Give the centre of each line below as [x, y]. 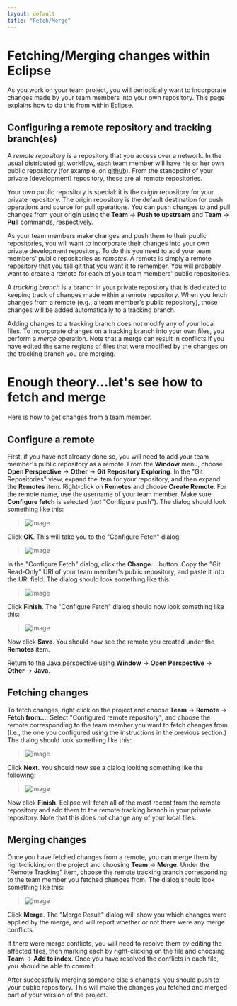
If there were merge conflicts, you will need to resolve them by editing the [115, 943]
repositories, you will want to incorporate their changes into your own [109, 244]
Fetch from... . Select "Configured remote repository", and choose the [109, 717]
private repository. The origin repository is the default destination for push [115, 200]
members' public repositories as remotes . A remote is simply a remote [110, 259]
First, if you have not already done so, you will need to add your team [108, 457]
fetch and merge [57, 397]
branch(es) [33, 139]
